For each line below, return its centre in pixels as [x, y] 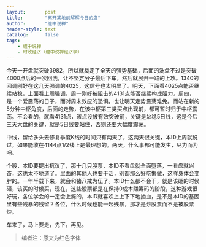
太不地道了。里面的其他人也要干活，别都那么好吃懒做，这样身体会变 [113, 173]
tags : [13, 41]
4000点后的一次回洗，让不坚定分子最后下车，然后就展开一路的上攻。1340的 [103, 78]
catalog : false [33, 35]
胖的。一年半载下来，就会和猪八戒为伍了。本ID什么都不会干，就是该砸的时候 [103, 181]
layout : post [31, 12]
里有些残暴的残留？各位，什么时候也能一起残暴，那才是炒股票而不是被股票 [100, 204]
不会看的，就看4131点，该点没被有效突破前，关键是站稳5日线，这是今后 [107, 116]
